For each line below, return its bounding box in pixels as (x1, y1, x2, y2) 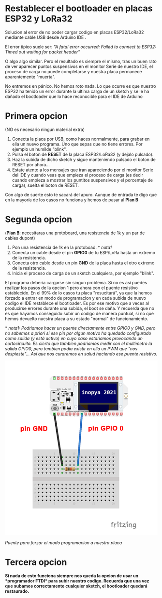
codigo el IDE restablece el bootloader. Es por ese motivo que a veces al (5, 300, 149, 306)
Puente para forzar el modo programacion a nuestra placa (5, 540, 122, 546)
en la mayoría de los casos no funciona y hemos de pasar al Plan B (5, 197, 139, 203)
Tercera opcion (5, 557, 67, 568)
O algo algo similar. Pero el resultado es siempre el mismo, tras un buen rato (5, 58, 157, 64)
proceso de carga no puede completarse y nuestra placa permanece (5, 68, 142, 74)
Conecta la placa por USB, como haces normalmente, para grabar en (12, 136, 150, 142)
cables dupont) (5, 235, 35, 241)
